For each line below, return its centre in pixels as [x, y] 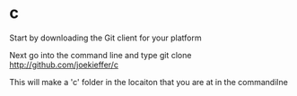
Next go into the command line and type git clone [100, 55]
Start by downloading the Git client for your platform [105, 38]
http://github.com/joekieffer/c [64, 65]
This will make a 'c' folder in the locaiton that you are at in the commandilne [149, 82]
